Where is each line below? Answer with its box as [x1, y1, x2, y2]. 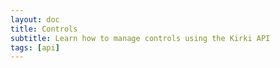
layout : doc [10, 14, 60, 25]
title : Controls [10, 24, 78, 34]
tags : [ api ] [10, 42, 60, 53]
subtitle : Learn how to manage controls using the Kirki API [10, 33, 271, 43]
